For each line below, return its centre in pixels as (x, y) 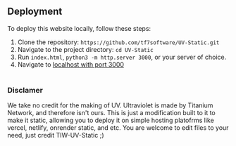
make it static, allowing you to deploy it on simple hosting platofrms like (111, 120)
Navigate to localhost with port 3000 (71, 64)
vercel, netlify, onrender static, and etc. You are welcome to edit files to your (118, 128)
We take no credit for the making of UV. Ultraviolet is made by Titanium (110, 105)
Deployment (35, 12)
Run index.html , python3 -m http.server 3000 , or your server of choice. (122, 57)
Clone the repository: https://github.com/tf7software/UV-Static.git (118, 42)
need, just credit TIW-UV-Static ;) (56, 135)
